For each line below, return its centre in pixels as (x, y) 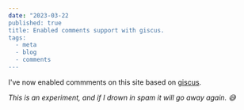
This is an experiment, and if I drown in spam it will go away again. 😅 (122, 97)
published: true (35, 23)
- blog (26, 52)
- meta (26, 45)
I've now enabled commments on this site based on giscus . (105, 82)
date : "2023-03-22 (38, 15)
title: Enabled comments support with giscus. (86, 30)
